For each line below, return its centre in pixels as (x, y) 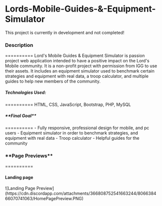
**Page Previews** (29, 156)
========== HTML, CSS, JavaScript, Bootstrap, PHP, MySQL (68, 104)
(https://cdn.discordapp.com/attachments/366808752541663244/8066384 (81, 193)
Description (19, 45)
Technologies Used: (26, 92)
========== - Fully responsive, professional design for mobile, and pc (77, 128)
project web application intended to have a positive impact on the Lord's (77, 61)
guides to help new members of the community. (53, 81)
